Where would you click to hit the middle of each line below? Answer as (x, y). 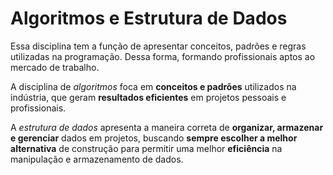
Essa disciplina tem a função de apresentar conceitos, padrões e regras (158, 46)
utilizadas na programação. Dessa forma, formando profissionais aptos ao (163, 56)
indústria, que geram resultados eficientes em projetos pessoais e (148, 97)
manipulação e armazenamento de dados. (97, 159)
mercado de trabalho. (55, 67)
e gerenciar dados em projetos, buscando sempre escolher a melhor (154, 138)
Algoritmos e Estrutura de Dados (149, 18)
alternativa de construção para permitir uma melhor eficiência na (146, 148)
